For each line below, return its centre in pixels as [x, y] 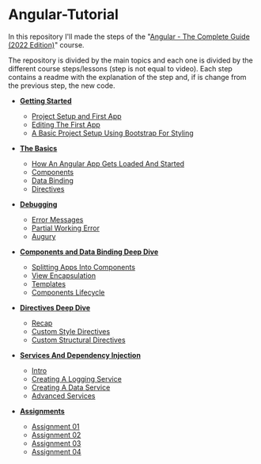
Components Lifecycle [68, 292]
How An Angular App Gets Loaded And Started [108, 163]
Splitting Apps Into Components [83, 267]
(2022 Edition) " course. [46, 44]
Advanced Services [63, 396]
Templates [48, 283]
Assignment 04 [56, 451]
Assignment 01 [56, 426]
